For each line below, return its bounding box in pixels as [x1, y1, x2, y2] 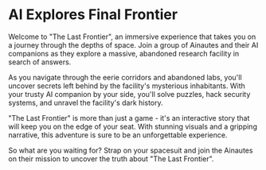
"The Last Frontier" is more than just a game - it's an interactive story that [8, 113, 250, 122]
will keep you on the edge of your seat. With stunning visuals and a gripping [8, 122, 257, 131]
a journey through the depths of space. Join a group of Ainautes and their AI [8, 40, 259, 49]
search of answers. [8, 57, 72, 67]
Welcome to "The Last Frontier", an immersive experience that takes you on [8, 32, 256, 41]
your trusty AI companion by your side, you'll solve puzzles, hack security [8, 89, 251, 99]
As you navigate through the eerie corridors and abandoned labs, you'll [8, 72, 242, 82]
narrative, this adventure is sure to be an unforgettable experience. [8, 129, 228, 140]
